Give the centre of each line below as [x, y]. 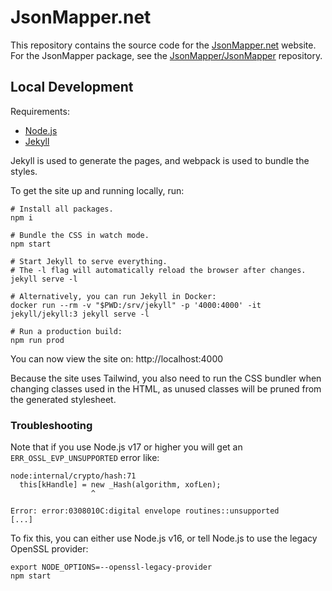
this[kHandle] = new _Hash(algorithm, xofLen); [120, 485]
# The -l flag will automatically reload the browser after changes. [158, 270]
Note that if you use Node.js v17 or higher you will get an [126, 447]
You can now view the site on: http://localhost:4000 [117, 358]
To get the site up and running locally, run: [97, 190]
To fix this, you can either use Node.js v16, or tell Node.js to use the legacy [164, 538]
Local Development [72, 87]
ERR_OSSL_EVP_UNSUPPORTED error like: [85, 458]
